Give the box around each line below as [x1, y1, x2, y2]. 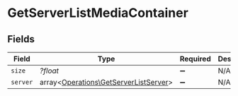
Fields [7, 33, 35, 45]
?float [40, 66, 59, 76]
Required [179, 54, 211, 64]
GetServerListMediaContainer [7, 5, 189, 21]
